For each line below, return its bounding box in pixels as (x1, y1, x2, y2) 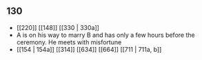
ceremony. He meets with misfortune (16, 37, 122, 46)
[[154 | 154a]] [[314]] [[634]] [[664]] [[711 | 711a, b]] (16, 45, 162, 53)
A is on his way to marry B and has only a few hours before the (16, 31, 195, 39)
